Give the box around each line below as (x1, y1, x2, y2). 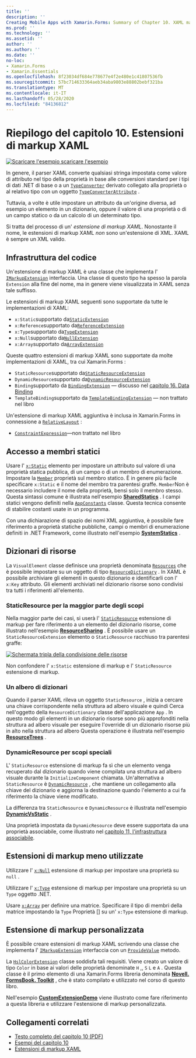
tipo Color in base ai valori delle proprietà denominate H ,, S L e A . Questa (6, 964, 182, 971)
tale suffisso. (6, 287, 37, 294)
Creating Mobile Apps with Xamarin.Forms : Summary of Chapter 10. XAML (6, 19, 184, 25)
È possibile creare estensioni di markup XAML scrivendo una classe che (6, 940, 180, 947)
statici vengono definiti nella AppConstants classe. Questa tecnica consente (6, 499, 186, 506)
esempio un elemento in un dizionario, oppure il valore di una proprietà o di (6, 206, 187, 213)
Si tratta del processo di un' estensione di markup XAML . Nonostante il (6, 223, 177, 230)
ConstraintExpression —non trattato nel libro (14, 430, 121, 437)
